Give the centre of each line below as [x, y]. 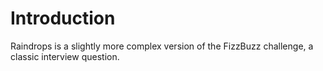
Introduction [63, 18]
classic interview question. [65, 56]
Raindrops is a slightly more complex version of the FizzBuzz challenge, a [162, 46]
